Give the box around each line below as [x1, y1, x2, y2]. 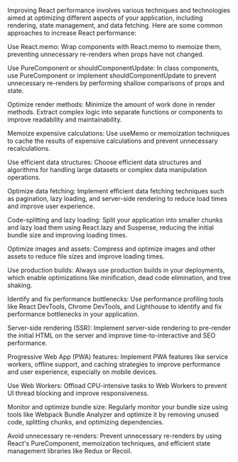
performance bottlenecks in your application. [7, 310, 140, 318]
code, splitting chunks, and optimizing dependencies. [7, 418, 164, 426]
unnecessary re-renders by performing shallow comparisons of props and [7, 79, 225, 87]
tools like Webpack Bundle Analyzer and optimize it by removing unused [7, 410, 219, 419]
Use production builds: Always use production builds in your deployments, [7, 266, 225, 274]
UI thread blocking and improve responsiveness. [7, 389, 149, 397]
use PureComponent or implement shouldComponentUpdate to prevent [7, 71, 217, 80]
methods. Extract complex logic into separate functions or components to [7, 108, 223, 116]
